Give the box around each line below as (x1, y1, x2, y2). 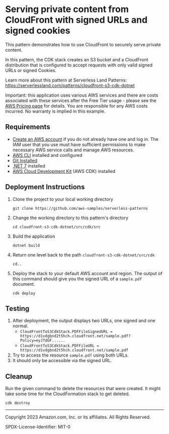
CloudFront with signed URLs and (5, 14, 148, 26)
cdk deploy (12, 291, 36, 296)
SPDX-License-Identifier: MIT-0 (5, 424, 71, 430)
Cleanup (5, 372, 33, 381)
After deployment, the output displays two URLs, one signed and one (12, 318, 156, 324)
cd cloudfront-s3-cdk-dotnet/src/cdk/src (12, 224, 101, 229)
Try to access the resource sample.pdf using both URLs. (12, 352, 129, 358)
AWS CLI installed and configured (12, 152, 82, 158)
